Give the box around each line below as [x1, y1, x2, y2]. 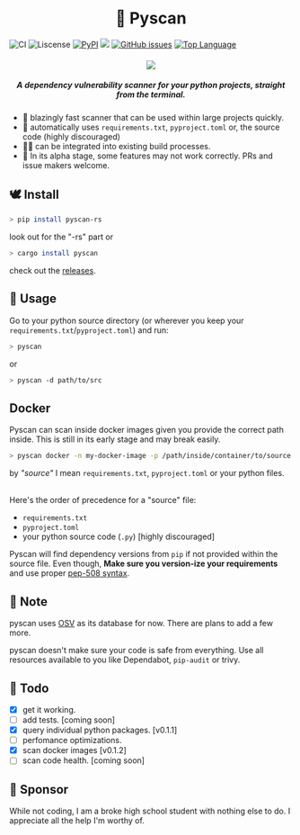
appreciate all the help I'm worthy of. [9, 815, 146, 826]
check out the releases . [9, 265, 96, 276]
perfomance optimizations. [22, 735, 122, 746]
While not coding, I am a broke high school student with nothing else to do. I [9, 805, 291, 817]
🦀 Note [9, 594, 48, 609]
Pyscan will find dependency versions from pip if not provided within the [9, 549, 278, 560]
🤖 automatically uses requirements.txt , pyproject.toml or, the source [22, 121, 280, 132]
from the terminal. [116, 89, 186, 100]
